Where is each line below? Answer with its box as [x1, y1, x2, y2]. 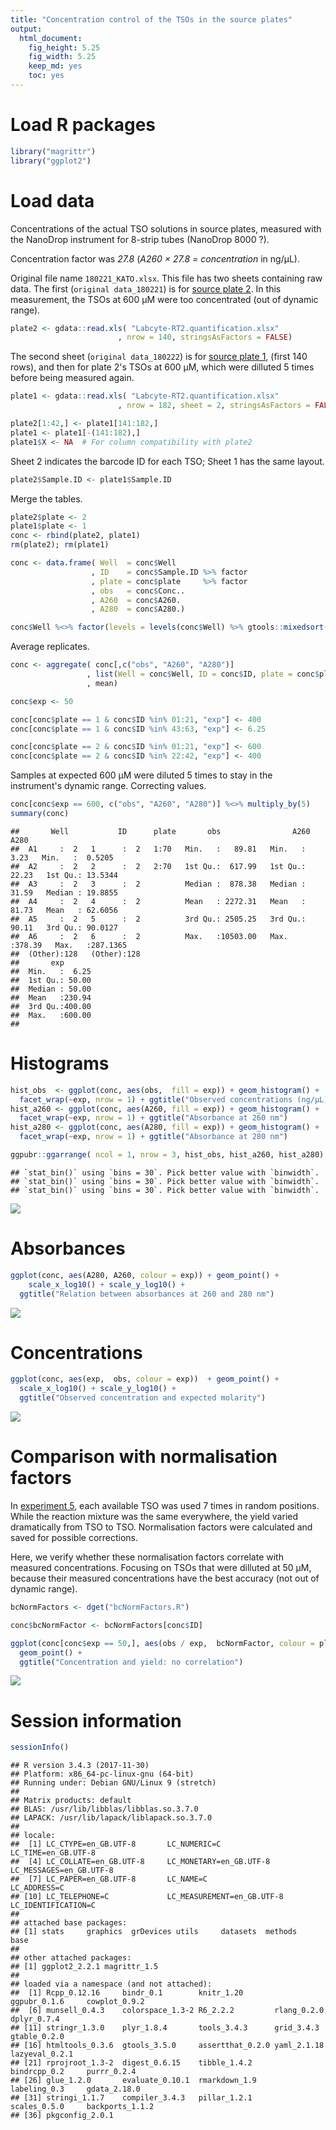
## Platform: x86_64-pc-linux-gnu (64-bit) [10, 1769, 195, 1780]
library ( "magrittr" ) [10, 146, 97, 156]
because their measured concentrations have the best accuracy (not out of [10, 1572, 320, 1584]
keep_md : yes [28, 61, 83, 71]
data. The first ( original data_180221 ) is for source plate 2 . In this [10, 282, 282, 295]
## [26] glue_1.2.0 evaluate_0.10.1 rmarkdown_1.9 [10, 2076, 257, 2086]
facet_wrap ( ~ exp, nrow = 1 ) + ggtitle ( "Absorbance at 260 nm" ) [19, 1113, 288, 1123]
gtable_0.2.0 [10, 2032, 65, 2042]
